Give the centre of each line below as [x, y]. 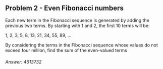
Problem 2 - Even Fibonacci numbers [64, 8]
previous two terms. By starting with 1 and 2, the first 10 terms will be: [77, 25]
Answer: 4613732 [23, 62]
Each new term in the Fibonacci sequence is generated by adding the [77, 20]
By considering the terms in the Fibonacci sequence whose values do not [82, 45]
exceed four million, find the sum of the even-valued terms [66, 50]
